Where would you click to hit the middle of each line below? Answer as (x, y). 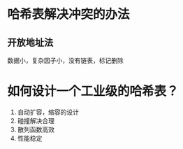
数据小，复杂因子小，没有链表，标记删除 (65, 61)
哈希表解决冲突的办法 (69, 14)
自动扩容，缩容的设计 (48, 112)
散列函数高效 (36, 129)
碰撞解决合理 (36, 120)
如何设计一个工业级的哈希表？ (93, 91)
